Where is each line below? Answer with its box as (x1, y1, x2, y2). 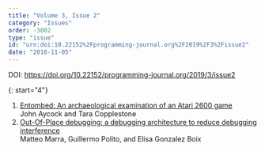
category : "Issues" (8, 19, 73, 27)
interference (19, 126, 61, 135)
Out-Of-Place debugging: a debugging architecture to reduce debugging (19, 118, 257, 126)
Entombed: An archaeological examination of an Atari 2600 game (19, 100, 233, 110)
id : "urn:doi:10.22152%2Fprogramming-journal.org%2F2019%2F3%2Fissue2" (8, 41, 249, 49)
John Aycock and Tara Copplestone (19, 109, 137, 119)
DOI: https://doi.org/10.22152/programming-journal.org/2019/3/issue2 (8, 70, 236, 79)
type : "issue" (8, 33, 55, 42)
